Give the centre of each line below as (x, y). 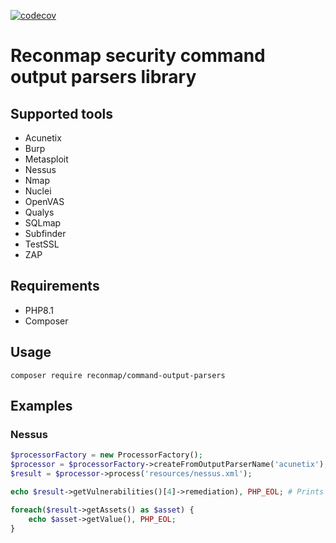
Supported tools (62, 113)
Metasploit (46, 159)
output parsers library (103, 77)
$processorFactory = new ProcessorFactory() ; (106, 455)
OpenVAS (44, 201)
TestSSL (42, 244)
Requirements (55, 286)
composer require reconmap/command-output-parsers (118, 375)
